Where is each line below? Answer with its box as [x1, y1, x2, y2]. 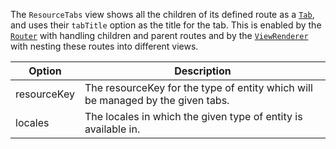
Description [174, 64, 232, 78]
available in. [84, 122, 141, 136]
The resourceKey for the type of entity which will [84, 81, 313, 94]
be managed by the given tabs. [84, 94, 230, 107]
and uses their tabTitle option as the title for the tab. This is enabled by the [10, 19, 322, 31]
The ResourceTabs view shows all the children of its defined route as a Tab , [10, 9, 315, 20]
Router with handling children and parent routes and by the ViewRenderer [10, 30, 309, 41]
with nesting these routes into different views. [10, 40, 199, 52]
